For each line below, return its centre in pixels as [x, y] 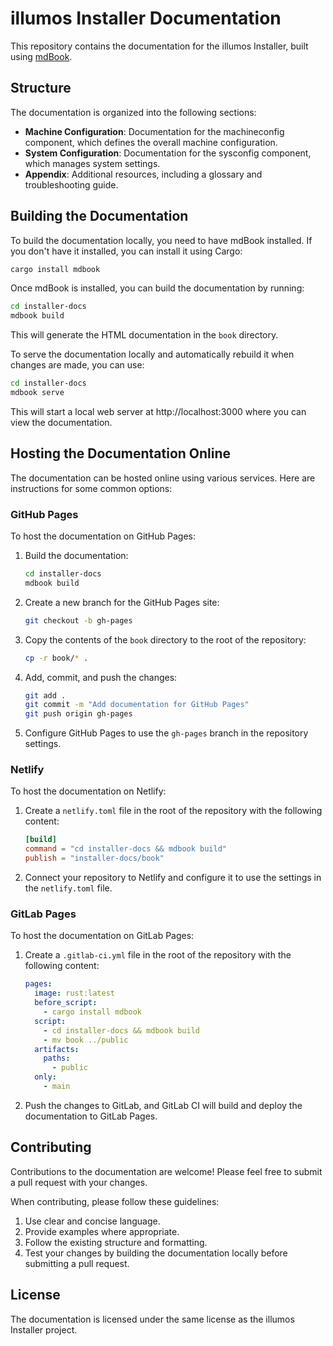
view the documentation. [61, 422]
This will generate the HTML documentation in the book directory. [144, 335]
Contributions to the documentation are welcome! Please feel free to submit [166, 1171]
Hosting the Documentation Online [121, 453]
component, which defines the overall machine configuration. [151, 142]
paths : [57, 1058]
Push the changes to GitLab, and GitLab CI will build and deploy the [163, 1105]
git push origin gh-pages [78, 714]
